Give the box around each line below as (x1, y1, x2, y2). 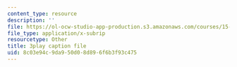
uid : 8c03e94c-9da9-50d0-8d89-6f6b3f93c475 (7, 50, 138, 57)
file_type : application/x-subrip (7, 29, 106, 37)
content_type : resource (7, 10, 78, 17)
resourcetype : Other (7, 36, 68, 43)
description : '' (7, 17, 55, 24)
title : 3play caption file (7, 43, 87, 50)
